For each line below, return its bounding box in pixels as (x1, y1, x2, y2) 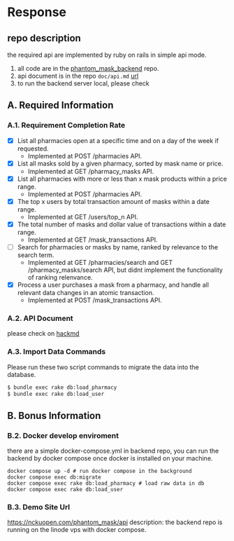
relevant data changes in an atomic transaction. (17, 289, 154, 297)
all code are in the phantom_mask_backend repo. (17, 64, 159, 72)
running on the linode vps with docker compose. (7, 526, 147, 534)
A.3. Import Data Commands (7, 347, 106, 357)
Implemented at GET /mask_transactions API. (27, 235, 158, 244)
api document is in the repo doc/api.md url (17, 71, 139, 80)
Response (7, 4, 67, 20)
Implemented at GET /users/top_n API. (27, 212, 138, 221)
